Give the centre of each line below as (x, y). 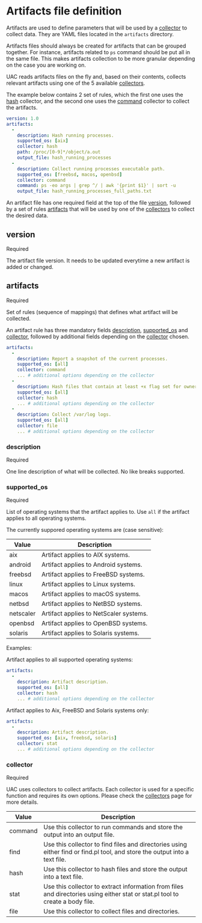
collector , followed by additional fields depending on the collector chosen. (98, 336)
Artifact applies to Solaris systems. (90, 633)
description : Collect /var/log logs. (64, 415)
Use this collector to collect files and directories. (112, 912)
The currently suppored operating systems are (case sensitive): (85, 530)
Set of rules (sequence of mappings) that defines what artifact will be (92, 312)
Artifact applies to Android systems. (92, 565)
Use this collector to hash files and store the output (115, 869)
